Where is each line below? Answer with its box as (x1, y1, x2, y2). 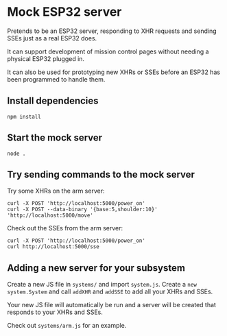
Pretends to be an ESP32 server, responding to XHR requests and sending (7, 27, 217, 35)
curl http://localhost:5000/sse (7, 243, 99, 250)
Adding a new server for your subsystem (7, 262, 185, 274)
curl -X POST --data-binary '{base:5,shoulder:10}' (7, 206, 158, 213)
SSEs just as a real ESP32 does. (7, 34, 97, 42)
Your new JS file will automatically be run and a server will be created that (7, 301, 216, 309)
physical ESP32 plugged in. (7, 54, 84, 62)
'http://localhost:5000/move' (7, 212, 94, 219)
